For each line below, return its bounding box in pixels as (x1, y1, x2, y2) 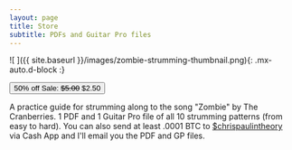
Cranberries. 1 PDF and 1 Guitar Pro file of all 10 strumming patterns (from (9, 111, 283, 122)
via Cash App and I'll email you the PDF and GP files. (9, 130, 205, 141)
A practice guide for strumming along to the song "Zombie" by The (9, 101, 259, 113)
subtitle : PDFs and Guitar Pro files (9, 30, 152, 39)
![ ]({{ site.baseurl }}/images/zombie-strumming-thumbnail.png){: (9, 55, 253, 66)
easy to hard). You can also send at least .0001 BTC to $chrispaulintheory (9, 121, 283, 132)
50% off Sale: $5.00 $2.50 (14, 83, 101, 93)
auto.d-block (9, 64, 58, 75)
